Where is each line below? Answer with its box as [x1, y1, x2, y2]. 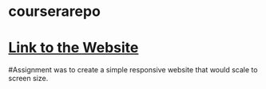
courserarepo [8, 2, 101, 21]
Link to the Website [8, 39, 139, 57]
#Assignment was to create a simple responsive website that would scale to [8, 65, 258, 75]
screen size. [8, 74, 49, 83]
